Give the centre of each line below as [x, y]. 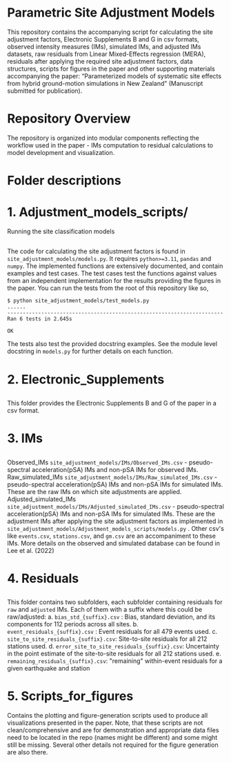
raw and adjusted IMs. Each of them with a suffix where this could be [105, 610]
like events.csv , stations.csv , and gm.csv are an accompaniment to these [111, 536]
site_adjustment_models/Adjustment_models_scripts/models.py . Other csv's [115, 528]
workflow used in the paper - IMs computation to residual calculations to [110, 145]
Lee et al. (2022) [31, 550]
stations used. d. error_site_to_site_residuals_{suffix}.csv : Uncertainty [113, 646]
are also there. [28, 752]
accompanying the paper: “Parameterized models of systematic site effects [114, 76]
